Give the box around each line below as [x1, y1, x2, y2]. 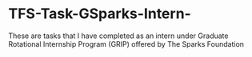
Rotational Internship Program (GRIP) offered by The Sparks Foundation [8, 39, 245, 48]
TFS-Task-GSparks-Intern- [8, 5, 192, 23]
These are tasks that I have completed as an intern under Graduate [8, 31, 229, 40]
